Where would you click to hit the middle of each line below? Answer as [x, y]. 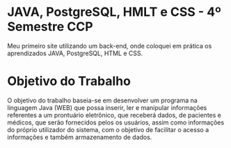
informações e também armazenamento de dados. [80, 137]
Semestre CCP [50, 27]
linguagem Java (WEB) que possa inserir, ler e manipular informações [107, 107]
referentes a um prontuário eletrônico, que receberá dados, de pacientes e [114, 115]
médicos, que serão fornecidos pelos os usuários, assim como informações [116, 122]
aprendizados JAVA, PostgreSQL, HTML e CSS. [75, 53]
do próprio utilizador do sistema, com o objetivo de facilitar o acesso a [108, 129]
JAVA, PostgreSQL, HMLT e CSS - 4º [114, 12]
